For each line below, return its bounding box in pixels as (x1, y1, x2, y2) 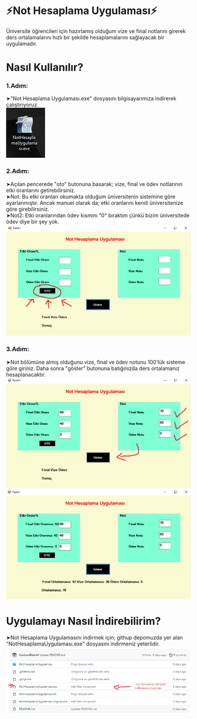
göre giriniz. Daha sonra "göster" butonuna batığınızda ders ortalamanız (6, 365, 180, 372)
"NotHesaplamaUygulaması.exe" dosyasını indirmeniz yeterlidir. (6, 640, 160, 647)
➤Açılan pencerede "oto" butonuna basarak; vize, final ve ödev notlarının (6, 180, 183, 188)
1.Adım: (6, 82, 28, 90)
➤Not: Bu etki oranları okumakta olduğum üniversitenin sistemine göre (6, 193, 176, 200)
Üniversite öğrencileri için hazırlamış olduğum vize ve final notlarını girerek (6, 27, 186, 35)
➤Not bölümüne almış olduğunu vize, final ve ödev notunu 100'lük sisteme (6, 358, 186, 365)
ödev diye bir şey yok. (6, 218, 60, 225)
